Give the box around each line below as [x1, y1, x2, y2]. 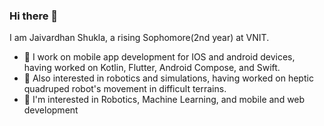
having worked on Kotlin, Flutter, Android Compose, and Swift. [23, 62, 281, 74]
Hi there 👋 [9, 9, 59, 23]
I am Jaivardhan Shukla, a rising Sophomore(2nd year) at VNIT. [9, 32, 270, 44]
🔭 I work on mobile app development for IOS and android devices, [23, 51, 296, 63]
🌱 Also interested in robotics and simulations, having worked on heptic [23, 72, 314, 84]
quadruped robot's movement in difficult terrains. [23, 83, 227, 95]
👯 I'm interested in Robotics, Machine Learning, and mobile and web [23, 94, 306, 106]
